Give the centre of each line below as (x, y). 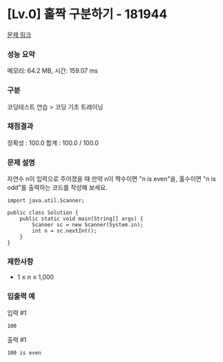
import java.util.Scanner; (46, 201)
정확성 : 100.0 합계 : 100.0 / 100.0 (53, 143)
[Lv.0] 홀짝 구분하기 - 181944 (87, 14)
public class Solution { (43, 213)
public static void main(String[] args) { (81, 219)
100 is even (24, 353)
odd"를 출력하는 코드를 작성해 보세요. (58, 188)
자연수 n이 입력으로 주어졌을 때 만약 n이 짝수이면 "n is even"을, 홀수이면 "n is (111, 179)
